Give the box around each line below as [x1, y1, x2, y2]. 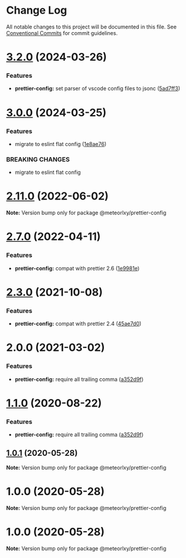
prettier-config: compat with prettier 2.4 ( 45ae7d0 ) [14, 320, 141, 327]
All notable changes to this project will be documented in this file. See [6, 23, 177, 30]
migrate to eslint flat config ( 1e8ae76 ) [14, 140, 107, 147]
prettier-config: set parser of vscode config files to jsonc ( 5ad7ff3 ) [14, 85, 181, 92]
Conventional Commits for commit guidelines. [6, 29, 118, 36]
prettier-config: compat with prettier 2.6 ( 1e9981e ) [14, 265, 140, 272]
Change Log [6, 4, 67, 17]
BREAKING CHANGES [6, 155, 70, 163]
